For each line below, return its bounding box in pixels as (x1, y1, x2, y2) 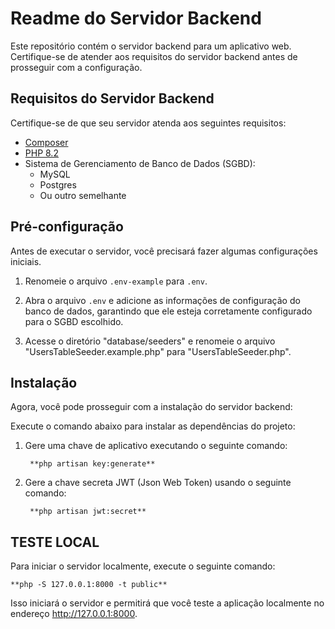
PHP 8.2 (24, 147, 59, 159)
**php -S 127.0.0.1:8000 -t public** (10, 580, 168, 590)
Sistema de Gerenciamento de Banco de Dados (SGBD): (24, 157, 256, 169)
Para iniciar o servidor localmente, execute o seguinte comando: (10, 560, 276, 572)
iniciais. (10, 255, 42, 267)
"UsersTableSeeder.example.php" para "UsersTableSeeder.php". (24, 345, 292, 357)
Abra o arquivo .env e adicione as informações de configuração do (24, 294, 301, 306)
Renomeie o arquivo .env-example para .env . (24, 275, 208, 287)
